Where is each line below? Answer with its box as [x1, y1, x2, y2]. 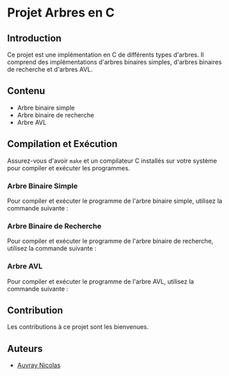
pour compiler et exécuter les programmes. [7, 164, 130, 172]
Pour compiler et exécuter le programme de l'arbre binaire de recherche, [7, 237, 214, 246]
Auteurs [7, 343, 43, 355]
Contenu [7, 85, 46, 97]
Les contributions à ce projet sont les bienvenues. [7, 323, 149, 331]
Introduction [7, 32, 62, 44]
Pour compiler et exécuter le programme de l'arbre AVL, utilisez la [7, 277, 195, 286]
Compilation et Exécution [7, 138, 118, 150]
